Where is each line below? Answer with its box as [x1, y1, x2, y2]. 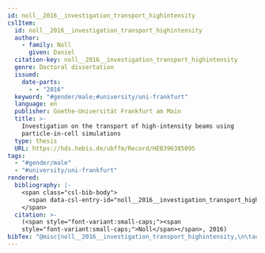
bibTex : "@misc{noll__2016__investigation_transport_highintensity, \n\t [7, 233, 252, 241]
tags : [7, 151, 25, 159]
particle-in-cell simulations [21, 129, 122, 137]
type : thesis [14, 136, 58, 145]
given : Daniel [28, 48, 76, 56]
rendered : [7, 174, 40, 182]
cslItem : [7, 19, 36, 27]
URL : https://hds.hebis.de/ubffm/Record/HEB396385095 [14, 144, 195, 152]
